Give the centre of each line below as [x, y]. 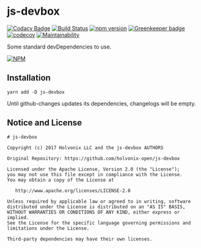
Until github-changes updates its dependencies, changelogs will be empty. [101, 103]
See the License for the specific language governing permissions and [99, 223]
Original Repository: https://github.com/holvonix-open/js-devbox [93, 158]
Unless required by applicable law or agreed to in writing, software [99, 201]
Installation [29, 78]
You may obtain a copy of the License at [61, 180]
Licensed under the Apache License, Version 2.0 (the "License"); [93, 169]
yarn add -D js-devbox [36, 92]
